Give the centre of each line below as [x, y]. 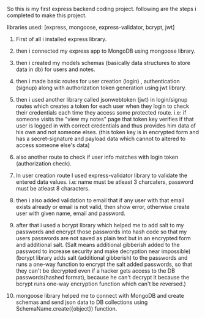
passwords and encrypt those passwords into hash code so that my [101, 232]
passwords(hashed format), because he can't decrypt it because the [102, 277]
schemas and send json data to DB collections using [82, 302]
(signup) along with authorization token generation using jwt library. [101, 88]
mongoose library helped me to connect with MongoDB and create [100, 296]
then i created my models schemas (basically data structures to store [103, 63]
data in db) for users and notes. [55, 69]
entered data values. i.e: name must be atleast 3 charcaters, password [104, 182]
